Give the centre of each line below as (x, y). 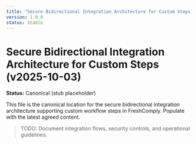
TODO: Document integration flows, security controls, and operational (105, 129)
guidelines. (34, 135)
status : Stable (25, 22)
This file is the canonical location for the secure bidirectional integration (93, 104)
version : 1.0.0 (25, 17)
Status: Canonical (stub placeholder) (51, 93)
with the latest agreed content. (43, 117)
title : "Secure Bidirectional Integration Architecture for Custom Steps (99, 12)
